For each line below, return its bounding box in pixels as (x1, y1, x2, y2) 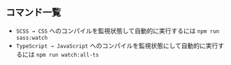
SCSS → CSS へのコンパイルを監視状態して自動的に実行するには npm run (15, 27, 220, 35)
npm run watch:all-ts (36, 51, 99, 58)
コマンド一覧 (6, 6, 61, 19)
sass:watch (15, 34, 48, 41)
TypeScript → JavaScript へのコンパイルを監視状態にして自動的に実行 (15, 41, 218, 50)
